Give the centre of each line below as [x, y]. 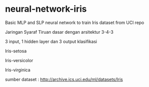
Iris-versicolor [19, 60]
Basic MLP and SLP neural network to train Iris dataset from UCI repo [75, 22]
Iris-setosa [16, 51]
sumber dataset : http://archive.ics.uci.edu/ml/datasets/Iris [64, 79]
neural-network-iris [46, 9]
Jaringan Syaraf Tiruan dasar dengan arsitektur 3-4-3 [59, 32]
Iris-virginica [18, 70]
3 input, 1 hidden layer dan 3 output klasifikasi [51, 41]
